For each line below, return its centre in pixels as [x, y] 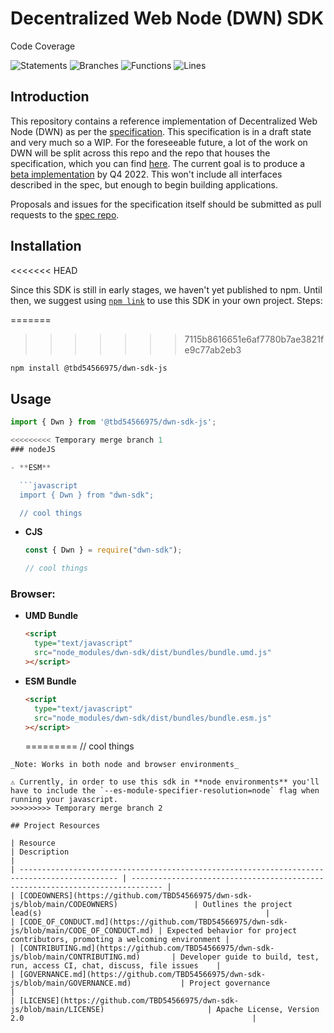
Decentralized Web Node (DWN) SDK [167, 18]
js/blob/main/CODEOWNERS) [64, 905]
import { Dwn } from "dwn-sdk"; [87, 495]
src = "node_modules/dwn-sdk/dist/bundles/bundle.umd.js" [153, 653]
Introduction [50, 97]
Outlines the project [247, 905]
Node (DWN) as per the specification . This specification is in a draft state [161, 131]
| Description [40, 852]
